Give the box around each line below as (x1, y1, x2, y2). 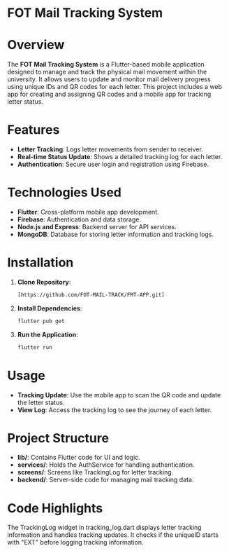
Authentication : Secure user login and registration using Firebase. (17, 160, 209, 169)
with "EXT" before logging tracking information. (7, 538, 144, 547)
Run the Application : (17, 330, 78, 339)
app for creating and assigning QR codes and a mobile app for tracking (7, 90, 212, 99)
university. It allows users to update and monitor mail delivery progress (7, 75, 211, 83)
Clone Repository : (17, 278, 71, 286)
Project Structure (7, 430, 110, 446)
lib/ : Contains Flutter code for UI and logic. (17, 453, 141, 462)
